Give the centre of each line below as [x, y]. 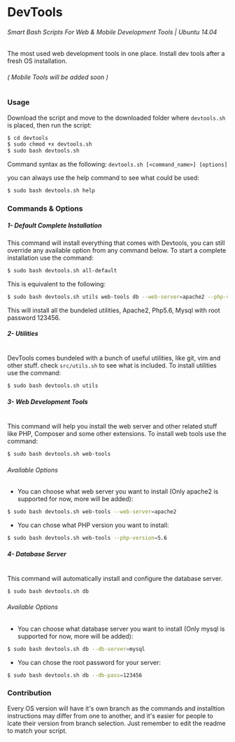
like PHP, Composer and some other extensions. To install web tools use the [117, 434]
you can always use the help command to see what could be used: [103, 178]
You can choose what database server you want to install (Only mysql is [121, 629]
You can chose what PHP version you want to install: [93, 525]
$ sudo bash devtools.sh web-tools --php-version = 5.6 [87, 538]
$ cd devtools [28, 138]
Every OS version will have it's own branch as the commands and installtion [116, 708]
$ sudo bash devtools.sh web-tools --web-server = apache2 [92, 512]
